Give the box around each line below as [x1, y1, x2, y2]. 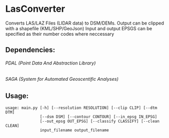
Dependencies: [5, 45, 55, 54]
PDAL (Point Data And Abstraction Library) [5, 60, 96, 66]
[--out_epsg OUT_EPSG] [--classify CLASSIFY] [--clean [40, 119, 160, 124]
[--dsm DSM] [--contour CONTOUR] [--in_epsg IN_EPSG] [40, 114, 158, 119]
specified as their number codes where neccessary [5, 31, 115, 37]
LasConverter [5, 3, 65, 15]
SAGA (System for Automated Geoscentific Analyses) [5, 76, 119, 82]
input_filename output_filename [40, 127, 109, 133]
